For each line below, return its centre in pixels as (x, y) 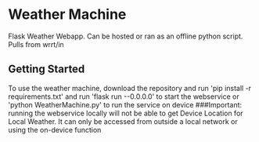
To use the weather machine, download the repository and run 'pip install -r (130, 88)
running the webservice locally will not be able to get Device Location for (126, 113)
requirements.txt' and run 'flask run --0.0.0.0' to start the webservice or (124, 96)
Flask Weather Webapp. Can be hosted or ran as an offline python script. (126, 36)
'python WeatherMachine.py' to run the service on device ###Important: (125, 104)
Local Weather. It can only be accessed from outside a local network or (123, 121)
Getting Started (47, 69)
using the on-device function (55, 129)
